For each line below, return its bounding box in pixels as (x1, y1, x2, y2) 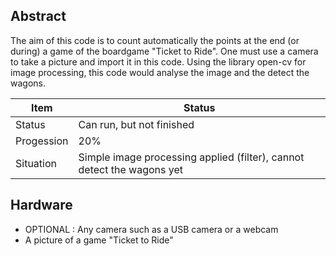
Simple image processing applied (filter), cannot (78, 150, 305, 164)
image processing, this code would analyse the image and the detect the (10, 66, 310, 78)
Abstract (10, 8, 67, 25)
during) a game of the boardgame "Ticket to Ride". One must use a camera (10, 45, 319, 57)
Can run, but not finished (78, 117, 195, 131)
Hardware (10, 197, 73, 214)
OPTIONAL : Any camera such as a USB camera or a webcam (24, 223, 279, 235)
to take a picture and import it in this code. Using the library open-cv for (10, 55, 307, 68)
